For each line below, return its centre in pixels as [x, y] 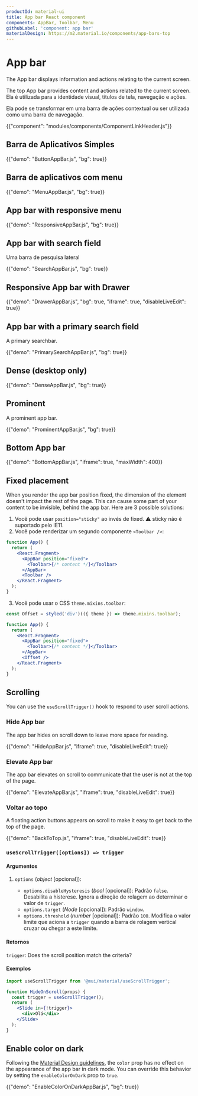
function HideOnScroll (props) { [46, 992]
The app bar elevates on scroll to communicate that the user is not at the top [99, 774]
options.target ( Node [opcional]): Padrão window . [84, 909]
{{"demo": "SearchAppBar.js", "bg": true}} [57, 269]
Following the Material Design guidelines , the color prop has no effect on [95, 1063]
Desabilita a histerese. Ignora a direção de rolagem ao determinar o [106, 897]
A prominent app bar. [32, 418]
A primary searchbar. [32, 341]
